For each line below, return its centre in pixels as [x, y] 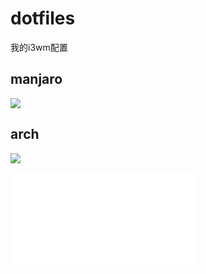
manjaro [36, 79]
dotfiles [43, 18]
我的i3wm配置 [39, 47]
